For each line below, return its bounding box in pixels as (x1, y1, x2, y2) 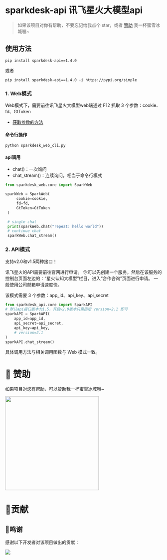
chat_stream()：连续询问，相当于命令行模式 (12, 172, 102, 178)
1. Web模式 (5, 90, 32, 97)
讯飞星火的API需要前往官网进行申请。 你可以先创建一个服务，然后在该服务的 (5, 269, 162, 275)
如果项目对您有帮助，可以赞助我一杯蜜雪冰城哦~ (5, 386, 105, 392)
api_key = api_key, (14, 325, 50, 331)
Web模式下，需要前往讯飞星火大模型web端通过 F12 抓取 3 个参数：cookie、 (5, 102, 161, 108)
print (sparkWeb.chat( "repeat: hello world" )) (7, 224, 104, 229)
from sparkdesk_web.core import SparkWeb (5, 182, 93, 188)
